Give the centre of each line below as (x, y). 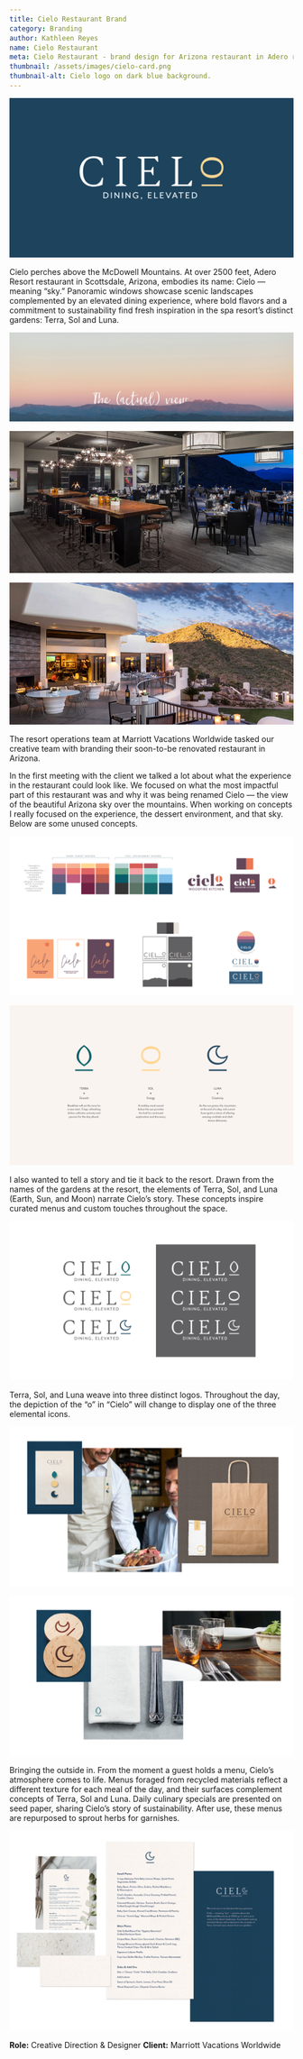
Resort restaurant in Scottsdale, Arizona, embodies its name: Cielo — (138, 282)
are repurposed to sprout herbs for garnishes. (95, 1818)
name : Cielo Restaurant (54, 48)
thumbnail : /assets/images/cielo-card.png (90, 67)
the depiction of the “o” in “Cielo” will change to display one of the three (143, 1405)
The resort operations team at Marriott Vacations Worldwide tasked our (142, 738)
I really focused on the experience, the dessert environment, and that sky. (147, 814)
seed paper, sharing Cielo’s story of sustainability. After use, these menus (146, 1808)
